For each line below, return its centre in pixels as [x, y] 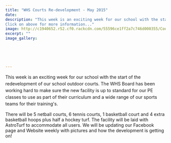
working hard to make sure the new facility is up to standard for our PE [79, 91]
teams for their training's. [32, 104]
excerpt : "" [18, 34]
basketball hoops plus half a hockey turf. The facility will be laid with [77, 120]
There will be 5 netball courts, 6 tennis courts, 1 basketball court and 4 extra [85, 115]
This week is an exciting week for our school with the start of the [73, 77]
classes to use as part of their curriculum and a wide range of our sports [81, 97]
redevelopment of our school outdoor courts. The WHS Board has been [80, 84]
